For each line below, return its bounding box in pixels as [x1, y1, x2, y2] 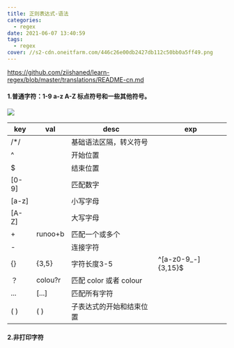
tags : [7, 36, 23, 43]
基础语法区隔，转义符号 [70, 137, 148, 147]
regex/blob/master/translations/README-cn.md [7, 75, 144, 84]
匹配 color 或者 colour [70, 276, 143, 285]
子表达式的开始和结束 [70, 302, 141, 312]
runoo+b [36, 229, 65, 239]
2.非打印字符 [7, 333, 44, 341]
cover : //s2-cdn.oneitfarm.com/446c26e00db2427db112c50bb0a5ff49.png [7, 49, 214, 56]
